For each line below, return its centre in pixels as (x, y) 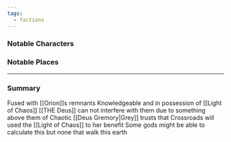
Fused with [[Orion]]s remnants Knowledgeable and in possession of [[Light (114, 103)
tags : (15, 13)
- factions (29, 20)
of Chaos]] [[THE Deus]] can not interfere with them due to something (107, 110)
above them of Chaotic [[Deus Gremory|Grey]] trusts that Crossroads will (111, 118)
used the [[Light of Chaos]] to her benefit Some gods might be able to (106, 125)
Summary (24, 88)
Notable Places (33, 62)
